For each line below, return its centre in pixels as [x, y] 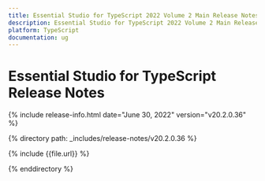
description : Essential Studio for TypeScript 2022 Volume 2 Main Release [134, 23]
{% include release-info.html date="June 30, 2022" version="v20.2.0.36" [127, 115]
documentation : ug [38, 37]
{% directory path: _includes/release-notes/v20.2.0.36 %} [103, 139]
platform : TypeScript [44, 30]
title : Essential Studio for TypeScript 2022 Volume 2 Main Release [123, 15]
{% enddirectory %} [41, 169]
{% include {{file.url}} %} [49, 153]
